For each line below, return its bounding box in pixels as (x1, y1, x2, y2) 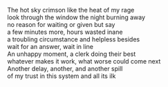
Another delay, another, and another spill (7, 65, 123, 72)
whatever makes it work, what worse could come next (7, 57, 161, 65)
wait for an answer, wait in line (7, 43, 93, 50)
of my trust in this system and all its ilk (7, 72, 116, 80)
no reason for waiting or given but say (7, 21, 115, 28)
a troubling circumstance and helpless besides (7, 35, 140, 43)
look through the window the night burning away (7, 13, 145, 21)
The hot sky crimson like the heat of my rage (7, 6, 135, 14)
